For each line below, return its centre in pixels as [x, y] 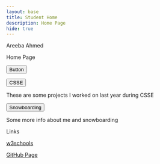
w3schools [20, 143]
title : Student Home [32, 17]
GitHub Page [22, 155]
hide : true [20, 29]
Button [17, 70]
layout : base [23, 12]
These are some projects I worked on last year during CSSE [80, 95]
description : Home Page [36, 23]
